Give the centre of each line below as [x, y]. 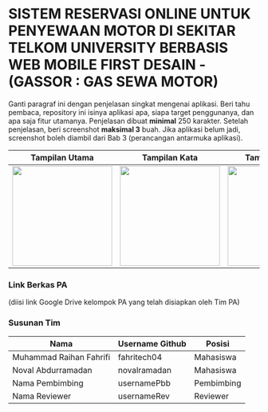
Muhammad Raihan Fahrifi [61, 357]
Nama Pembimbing [48, 382]
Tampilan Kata [170, 157]
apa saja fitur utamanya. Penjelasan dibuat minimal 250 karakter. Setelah [128, 121]
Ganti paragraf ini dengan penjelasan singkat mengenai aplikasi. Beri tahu [129, 104]
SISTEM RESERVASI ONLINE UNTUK [130, 14]
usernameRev [144, 396]
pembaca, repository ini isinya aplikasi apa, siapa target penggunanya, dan [131, 112]
